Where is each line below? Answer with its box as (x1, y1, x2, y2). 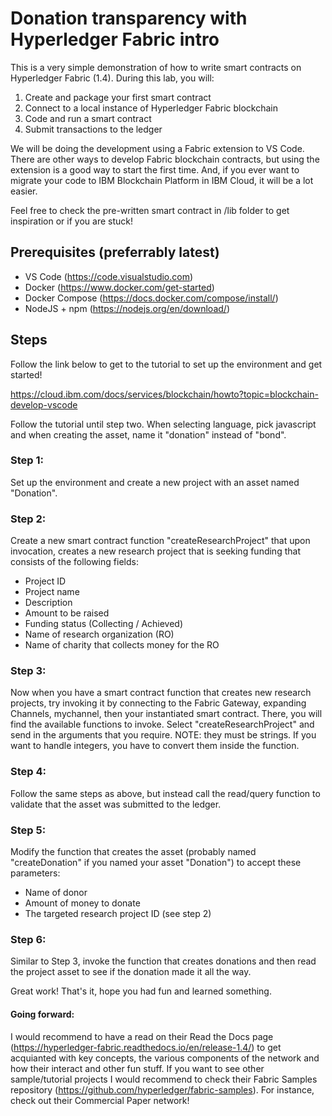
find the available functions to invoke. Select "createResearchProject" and (10, 718, 315, 731)
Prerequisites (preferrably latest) (10, 244, 220, 261)
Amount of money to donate (24, 897, 141, 909)
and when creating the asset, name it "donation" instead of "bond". (10, 428, 287, 441)
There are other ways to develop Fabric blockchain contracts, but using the (10, 153, 320, 165)
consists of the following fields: (10, 556, 139, 568)
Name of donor (24, 887, 88, 899)
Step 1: (10, 453, 44, 467)
